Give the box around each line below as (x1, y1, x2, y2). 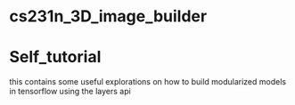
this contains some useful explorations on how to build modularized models (9, 77, 287, 87)
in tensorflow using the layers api (9, 86, 131, 97)
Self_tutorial (9, 47, 102, 68)
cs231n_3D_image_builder (9, 6, 208, 27)
